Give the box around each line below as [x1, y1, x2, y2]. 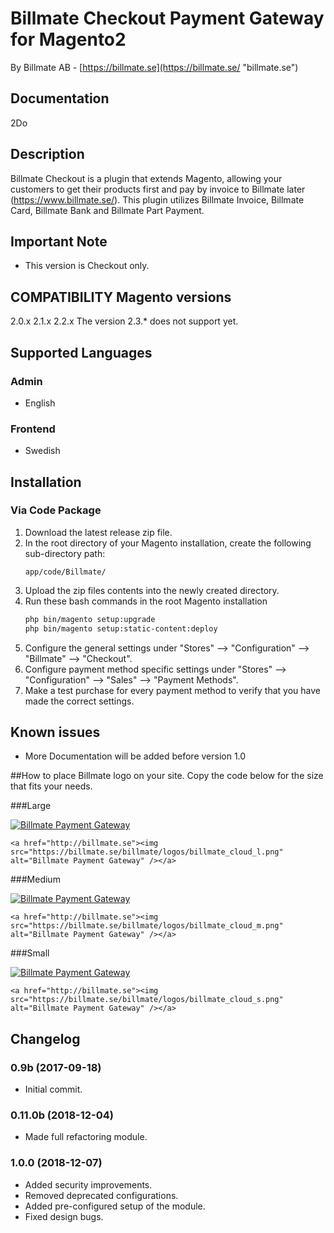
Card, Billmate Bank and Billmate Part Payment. [10, 204, 205, 216]
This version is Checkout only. [24, 260, 150, 272]
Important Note [10, 233, 108, 250]
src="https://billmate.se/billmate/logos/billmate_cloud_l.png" [10, 847, 284, 857]
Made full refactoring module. [24, 1131, 148, 1143]
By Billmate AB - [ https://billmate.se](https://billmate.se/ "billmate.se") [10, 61, 299, 73]
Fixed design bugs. [24, 1210, 104, 1222]
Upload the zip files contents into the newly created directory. [24, 584, 280, 596]
